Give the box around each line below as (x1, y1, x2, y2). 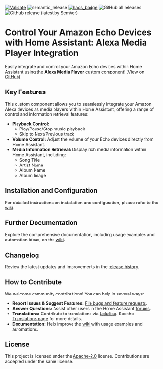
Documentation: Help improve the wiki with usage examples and (12, 321, 143, 327)
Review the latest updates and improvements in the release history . (5, 264, 140, 270)
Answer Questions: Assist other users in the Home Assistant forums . (12, 306, 151, 311)
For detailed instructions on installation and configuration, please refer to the (5, 200, 159, 205)
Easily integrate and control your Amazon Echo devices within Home (5, 63, 142, 69)
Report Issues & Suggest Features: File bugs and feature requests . (12, 300, 147, 306)
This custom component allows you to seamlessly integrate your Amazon (5, 101, 152, 107)
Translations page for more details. (12, 316, 82, 321)
